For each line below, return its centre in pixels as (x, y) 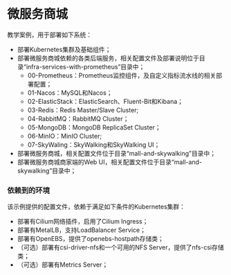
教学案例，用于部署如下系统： (49, 35)
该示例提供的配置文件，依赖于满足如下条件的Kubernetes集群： (96, 207)
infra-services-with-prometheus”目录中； (85, 66)
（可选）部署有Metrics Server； (63, 265)
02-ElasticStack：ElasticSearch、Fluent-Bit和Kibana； (105, 101)
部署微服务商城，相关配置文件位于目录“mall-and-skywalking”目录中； (117, 153)
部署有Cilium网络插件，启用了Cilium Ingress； (83, 222)
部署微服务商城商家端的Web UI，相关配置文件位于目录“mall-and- (110, 162)
